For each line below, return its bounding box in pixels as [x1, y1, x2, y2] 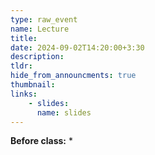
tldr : [10, 61, 33, 71]
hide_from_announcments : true [10, 71, 137, 81]
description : [10, 52, 65, 62]
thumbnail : [10, 80, 56, 90]
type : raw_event [10, 14, 78, 25]
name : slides [36, 107, 92, 118]
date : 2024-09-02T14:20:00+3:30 [10, 42, 145, 53]
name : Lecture [10, 24, 70, 34]
